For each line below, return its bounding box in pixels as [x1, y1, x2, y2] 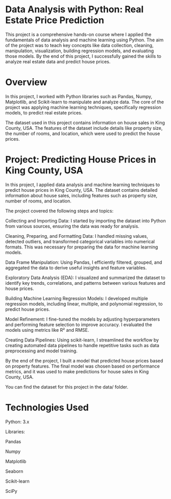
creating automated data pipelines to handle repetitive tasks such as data [5, 342, 160, 348]
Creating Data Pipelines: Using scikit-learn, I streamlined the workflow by [5, 336, 159, 343]
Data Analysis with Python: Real [5, 4, 144, 15]
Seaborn [5, 468, 23, 474]
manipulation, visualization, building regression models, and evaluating [5, 48, 154, 54]
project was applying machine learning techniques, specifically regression [5, 104, 162, 110]
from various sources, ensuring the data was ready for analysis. [5, 223, 139, 229]
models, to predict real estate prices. [5, 109, 83, 116]
